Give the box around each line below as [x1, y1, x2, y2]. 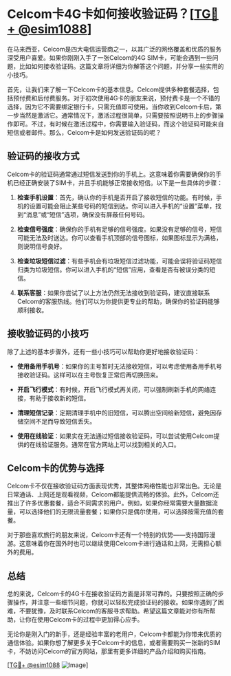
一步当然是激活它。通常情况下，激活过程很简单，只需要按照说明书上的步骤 [7, 111, 218, 119]
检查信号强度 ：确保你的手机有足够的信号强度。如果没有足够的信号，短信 [16, 225, 222, 233]
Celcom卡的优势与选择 [7, 462, 104, 474]
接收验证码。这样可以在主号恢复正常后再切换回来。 [16, 371, 162, 379]
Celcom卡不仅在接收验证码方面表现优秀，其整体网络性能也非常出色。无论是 [7, 482, 222, 490]
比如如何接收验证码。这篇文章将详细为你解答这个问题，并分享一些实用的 [19, 62, 224, 70]
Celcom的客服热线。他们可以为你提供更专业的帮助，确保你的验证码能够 [16, 297, 220, 305]
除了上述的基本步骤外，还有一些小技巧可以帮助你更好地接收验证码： [7, 347, 200, 356]
